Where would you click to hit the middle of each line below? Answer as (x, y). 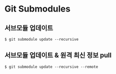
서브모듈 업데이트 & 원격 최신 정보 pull (58, 55)
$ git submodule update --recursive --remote (51, 67)
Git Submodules (38, 9)
